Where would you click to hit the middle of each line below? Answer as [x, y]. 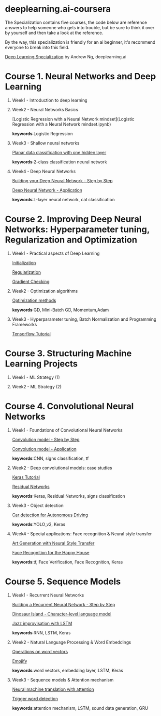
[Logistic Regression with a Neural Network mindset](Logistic [73, 119]
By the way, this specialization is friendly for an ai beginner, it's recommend [80, 42]
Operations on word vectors [40, 651]
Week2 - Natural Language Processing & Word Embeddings [72, 642]
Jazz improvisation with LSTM [42, 623]
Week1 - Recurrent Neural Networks [48, 595]
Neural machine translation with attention [53, 689]
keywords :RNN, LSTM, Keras [41, 632]
